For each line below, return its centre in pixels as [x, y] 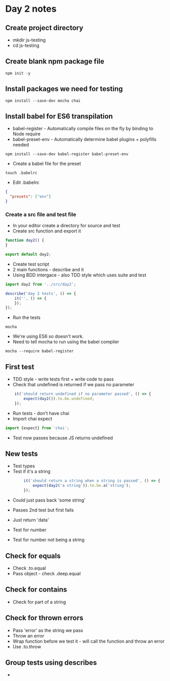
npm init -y [18, 73]
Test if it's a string [32, 472]
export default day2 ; [28, 254]
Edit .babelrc [26, 182]
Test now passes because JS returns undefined [63, 438]
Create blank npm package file [55, 62]
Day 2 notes [31, 9]
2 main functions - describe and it [48, 269]
